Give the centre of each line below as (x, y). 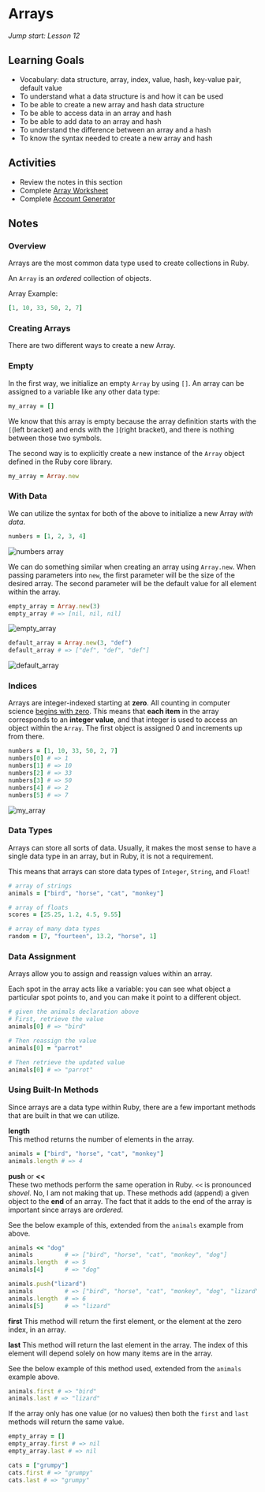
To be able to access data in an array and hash (95, 113)
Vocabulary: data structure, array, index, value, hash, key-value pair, (131, 79)
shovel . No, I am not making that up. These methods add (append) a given (129, 1193)
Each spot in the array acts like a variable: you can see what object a (119, 989)
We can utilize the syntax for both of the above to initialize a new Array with (131, 513)
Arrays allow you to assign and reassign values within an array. (110, 974)
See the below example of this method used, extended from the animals (125, 1368)
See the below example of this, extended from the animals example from (126, 1225)
